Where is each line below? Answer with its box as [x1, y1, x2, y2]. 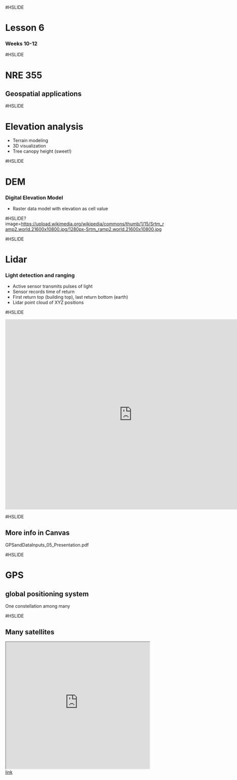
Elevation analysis [5, 121, 84, 132]
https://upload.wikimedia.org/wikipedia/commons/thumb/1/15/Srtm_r [21, 221, 165, 227]
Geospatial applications [5, 90, 82, 98]
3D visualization [12, 143, 47, 149]
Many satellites [5, 627, 55, 636]
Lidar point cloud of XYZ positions [12, 299, 84, 306]
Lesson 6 [5, 22, 45, 33]
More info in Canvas [5, 528, 70, 537]
